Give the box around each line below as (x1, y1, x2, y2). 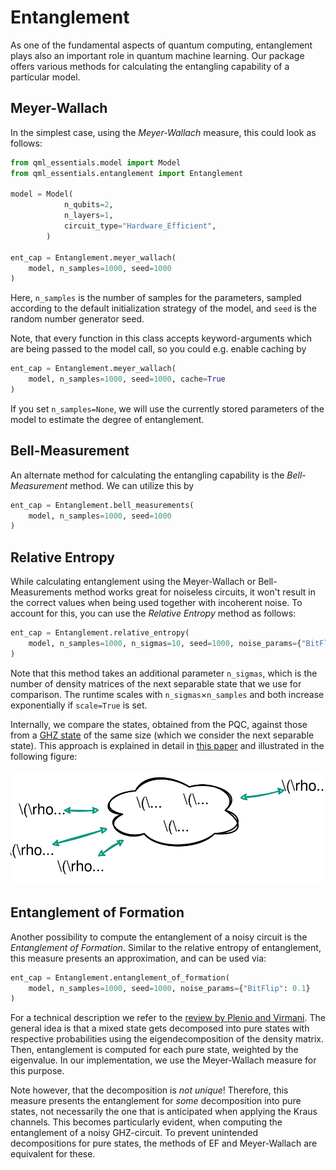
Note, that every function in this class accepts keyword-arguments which (10, 332, 312, 345)
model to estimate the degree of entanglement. (10, 413, 205, 425)
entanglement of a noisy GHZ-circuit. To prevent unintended (10, 1127, 259, 1139)
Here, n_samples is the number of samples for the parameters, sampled (10, 292, 302, 304)
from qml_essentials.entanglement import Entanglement (10, 168, 244, 178)
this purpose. (10, 1065, 65, 1077)
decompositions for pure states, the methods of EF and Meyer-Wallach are (10, 1137, 318, 1150)
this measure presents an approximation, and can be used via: (10, 952, 267, 964)
